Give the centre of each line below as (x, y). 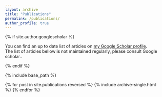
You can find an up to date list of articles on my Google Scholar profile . (76, 46)
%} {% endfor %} (23, 90)
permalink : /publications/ (32, 18)
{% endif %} (18, 66)
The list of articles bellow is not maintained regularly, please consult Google (81, 51)
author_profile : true (27, 23)
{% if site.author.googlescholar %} (40, 37)
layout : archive (21, 9)
